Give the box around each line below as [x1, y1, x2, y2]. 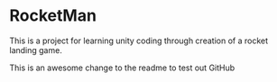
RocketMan [9, 5, 97, 26]
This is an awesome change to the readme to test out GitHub [9, 62, 235, 73]
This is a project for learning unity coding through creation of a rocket [9, 35, 269, 46]
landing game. [9, 44, 63, 55]
